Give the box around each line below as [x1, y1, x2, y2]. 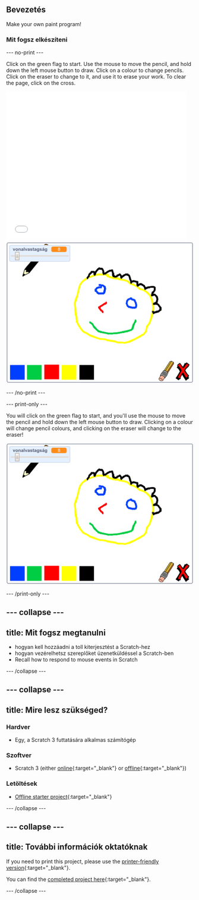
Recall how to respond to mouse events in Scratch [14, 656, 138, 663]
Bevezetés [6, 5, 46, 15]
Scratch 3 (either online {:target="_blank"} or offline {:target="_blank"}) [14, 764, 187, 772]
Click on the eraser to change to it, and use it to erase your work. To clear [6, 73, 187, 80]
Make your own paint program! [6, 20, 82, 27]
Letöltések [6, 779, 37, 788]
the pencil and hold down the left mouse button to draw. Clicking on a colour [6, 418, 193, 425]
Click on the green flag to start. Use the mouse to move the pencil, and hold [6, 61, 192, 68]
